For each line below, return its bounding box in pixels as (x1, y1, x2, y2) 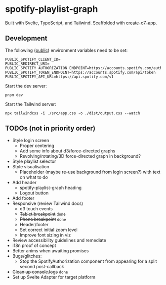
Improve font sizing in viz (19, 232, 71, 238)
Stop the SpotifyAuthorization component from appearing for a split (19, 258, 157, 264)
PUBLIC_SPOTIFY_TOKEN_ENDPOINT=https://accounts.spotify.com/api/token (5, 70, 156, 75)
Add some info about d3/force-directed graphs (19, 147, 116, 154)
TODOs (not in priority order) (5, 124, 95, 133)
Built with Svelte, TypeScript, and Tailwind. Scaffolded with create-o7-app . (5, 20, 157, 26)
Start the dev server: (5, 83, 47, 89)
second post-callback (19, 263, 64, 269)
